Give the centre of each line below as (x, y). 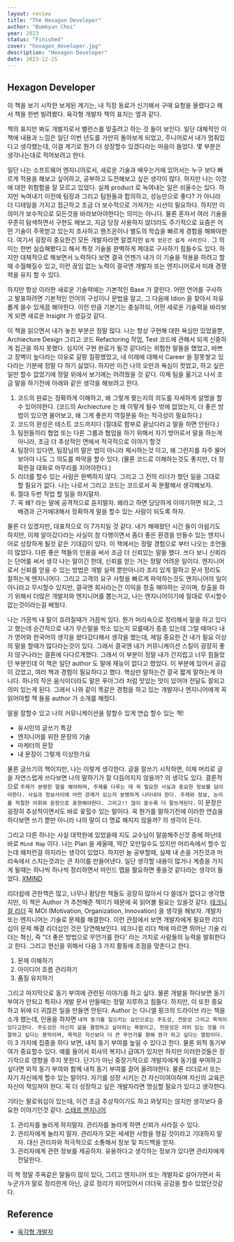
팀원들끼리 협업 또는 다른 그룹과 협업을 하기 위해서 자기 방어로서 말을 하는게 (120, 432)
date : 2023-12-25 (32, 59)
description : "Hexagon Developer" (58, 53)
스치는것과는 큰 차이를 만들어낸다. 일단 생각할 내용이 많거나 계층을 (121, 861)
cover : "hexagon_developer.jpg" (54, 46)
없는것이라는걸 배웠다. (37, 604)
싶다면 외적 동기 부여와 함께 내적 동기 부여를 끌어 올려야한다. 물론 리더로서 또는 (114, 1069)
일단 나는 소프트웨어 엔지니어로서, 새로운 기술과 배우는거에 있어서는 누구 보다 (112, 170)
